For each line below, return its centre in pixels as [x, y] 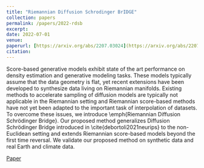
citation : [19, 52]
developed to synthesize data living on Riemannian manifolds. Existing [94, 88]
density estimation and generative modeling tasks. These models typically [99, 75]
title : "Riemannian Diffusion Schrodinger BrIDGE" [72, 12]
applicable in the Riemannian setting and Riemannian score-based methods [101, 101]
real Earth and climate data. [41, 146]
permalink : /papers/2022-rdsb [45, 23]
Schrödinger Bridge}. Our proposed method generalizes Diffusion [88, 121]
